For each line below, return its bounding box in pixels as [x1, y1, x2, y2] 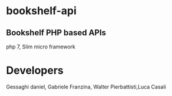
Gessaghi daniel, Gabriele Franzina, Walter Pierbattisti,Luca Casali [6, 83, 166, 90]
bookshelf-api [6, 4, 77, 18]
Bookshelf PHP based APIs [6, 28, 107, 38]
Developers [6, 64, 64, 77]
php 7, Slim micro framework [6, 43, 75, 50]
